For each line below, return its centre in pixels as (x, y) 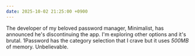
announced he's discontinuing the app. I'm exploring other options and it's (96, 34)
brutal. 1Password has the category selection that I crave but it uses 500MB (97, 40)
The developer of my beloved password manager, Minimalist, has (85, 28)
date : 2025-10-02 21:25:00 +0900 (47, 11)
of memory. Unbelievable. (37, 47)
